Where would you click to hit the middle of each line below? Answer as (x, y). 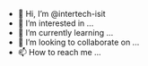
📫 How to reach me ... (59, 52)
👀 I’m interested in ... (56, 23)
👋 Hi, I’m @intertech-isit (61, 14)
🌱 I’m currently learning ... (65, 33)
